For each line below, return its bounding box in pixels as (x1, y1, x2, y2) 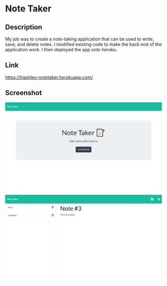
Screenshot (5, 89, 42, 97)
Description (5, 23, 42, 31)
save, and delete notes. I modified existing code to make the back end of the (5, 41, 162, 47)
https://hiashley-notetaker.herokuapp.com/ (5, 74, 93, 80)
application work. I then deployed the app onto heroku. (5, 47, 118, 52)
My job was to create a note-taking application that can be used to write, (5, 36, 154, 42)
